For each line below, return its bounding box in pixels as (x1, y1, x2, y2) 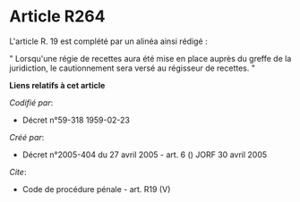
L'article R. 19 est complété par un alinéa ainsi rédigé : (9, 36, 208, 46)
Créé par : (9, 131, 45, 142)
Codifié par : (9, 97, 54, 108)
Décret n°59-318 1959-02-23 (21, 114, 130, 125)
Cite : (9, 166, 27, 177)
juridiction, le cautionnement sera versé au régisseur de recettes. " (9, 63, 256, 73)
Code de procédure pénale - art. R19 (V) (21, 183, 171, 194)
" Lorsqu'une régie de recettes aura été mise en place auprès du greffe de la (9, 53, 292, 63)
